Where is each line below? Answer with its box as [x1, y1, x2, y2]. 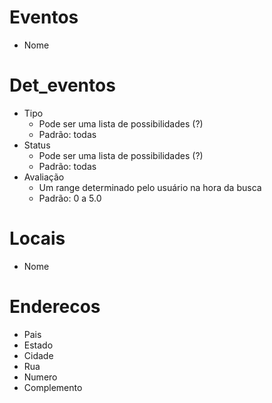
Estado [23, 339, 54, 351]
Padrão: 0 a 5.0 [38, 192, 102, 204]
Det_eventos [9, 74, 116, 97]
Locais [9, 227, 66, 250]
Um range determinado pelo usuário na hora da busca [38, 181, 262, 193]
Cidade [23, 349, 54, 361]
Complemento [23, 381, 83, 393]
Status [23, 139, 51, 151]
